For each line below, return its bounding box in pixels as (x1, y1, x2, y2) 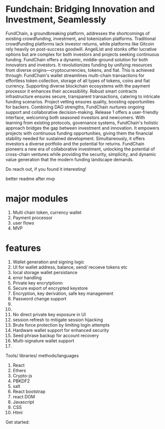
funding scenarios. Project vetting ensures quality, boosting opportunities (5, 98, 155, 104)
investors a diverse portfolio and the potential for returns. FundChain (5, 141, 145, 146)
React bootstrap (12, 388, 46, 394)
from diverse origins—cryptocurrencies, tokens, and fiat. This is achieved (5, 67, 155, 73)
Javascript (12, 399, 34, 405)
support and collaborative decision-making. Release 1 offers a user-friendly (5, 109, 159, 115)
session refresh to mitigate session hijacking (12, 317, 103, 323)
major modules (5, 193, 68, 204)
